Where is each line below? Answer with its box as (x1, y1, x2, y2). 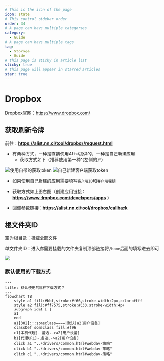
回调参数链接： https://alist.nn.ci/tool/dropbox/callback (12, 205, 128, 211)
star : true (5, 72, 28, 77)
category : (5, 30, 26, 35)
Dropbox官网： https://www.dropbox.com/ (5, 110, 90, 116)
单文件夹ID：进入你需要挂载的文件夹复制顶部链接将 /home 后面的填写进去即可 (5, 246, 159, 252)
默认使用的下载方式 (5, 268, 51, 275)
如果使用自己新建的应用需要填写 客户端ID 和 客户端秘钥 (12, 178, 116, 184)
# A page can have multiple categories (5, 26, 87, 31)
